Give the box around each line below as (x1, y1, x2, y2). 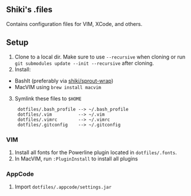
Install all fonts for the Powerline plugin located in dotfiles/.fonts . (14, 149, 177, 156)
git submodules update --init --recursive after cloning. (14, 59, 154, 67)
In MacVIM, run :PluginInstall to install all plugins (14, 155, 139, 162)
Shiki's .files (6, 5, 53, 15)
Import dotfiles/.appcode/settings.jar (14, 183, 112, 191)
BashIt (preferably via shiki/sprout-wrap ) (14, 77, 114, 84)
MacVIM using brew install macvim (14, 83, 101, 90)
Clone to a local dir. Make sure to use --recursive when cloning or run (14, 53, 186, 60)
